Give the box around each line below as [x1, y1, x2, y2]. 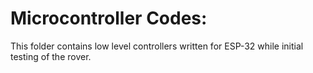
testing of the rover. [10, 50, 92, 62]
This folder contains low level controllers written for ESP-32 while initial [10, 40, 304, 52]
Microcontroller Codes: [10, 7, 208, 30]
